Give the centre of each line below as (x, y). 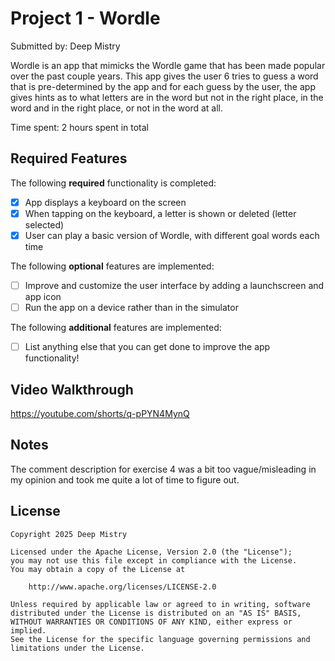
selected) (44, 224)
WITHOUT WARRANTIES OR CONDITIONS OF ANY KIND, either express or (151, 622)
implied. (28, 630)
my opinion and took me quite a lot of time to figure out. (125, 479)
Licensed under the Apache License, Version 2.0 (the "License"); (151, 552)
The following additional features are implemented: (116, 328)
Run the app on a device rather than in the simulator (131, 307)
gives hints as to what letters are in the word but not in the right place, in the (167, 97)
